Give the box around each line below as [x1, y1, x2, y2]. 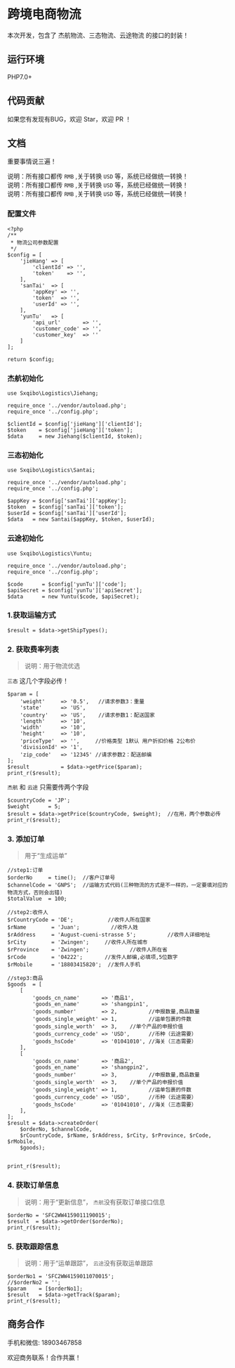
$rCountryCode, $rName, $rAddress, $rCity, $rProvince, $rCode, [20, 1132, 212, 1139]
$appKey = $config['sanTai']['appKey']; [7, 497, 128, 504]
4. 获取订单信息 [7, 1180, 60, 1190]
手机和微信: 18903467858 [7, 1338, 82, 1346]
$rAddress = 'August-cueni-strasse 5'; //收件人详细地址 [7, 932, 210, 939]
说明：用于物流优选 [24, 662, 81, 670]
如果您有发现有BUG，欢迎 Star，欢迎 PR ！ [7, 115, 132, 123]
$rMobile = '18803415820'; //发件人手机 [7, 961, 140, 968]
